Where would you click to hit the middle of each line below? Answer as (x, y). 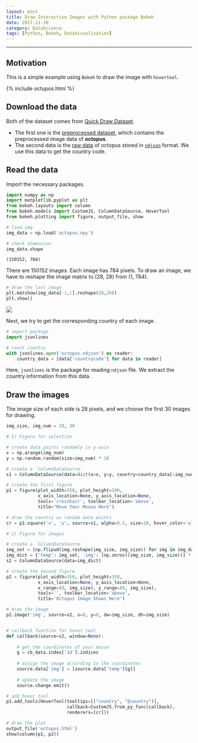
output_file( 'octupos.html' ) (42, 728)
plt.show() (19, 299)
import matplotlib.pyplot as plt (47, 200)
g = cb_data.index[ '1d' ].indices (58, 653)
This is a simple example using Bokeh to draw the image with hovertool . (93, 77)
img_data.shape (25, 249)
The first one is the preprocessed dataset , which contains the (89, 133)
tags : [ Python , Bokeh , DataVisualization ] (59, 34)
